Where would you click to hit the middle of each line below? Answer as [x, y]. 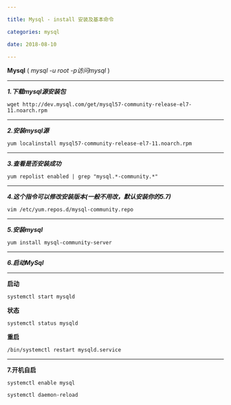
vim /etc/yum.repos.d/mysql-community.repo [70, 210]
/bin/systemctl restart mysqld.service [64, 350]
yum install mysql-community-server [59, 243]
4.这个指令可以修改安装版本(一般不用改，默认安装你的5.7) [89, 197]
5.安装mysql [25, 230]
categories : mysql [33, 32]
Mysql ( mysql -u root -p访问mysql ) [58, 71]
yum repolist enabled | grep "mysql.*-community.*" [82, 177]
